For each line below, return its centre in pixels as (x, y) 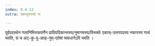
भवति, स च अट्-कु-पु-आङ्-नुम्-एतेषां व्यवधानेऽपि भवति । (49, 38)
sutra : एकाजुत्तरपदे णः (23, 14)
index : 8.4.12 (19, 10)
